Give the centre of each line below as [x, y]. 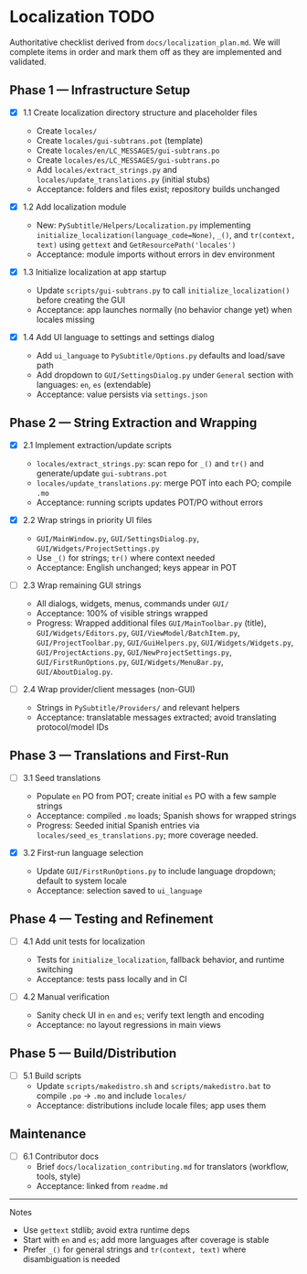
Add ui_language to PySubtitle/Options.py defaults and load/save [161, 355]
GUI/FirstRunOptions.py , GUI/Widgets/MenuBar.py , [130, 662]
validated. [28, 61]
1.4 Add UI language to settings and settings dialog [118, 337]
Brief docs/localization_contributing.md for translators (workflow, [163, 1166]
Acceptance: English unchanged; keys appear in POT [137, 567]
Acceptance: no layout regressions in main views [128, 1024]
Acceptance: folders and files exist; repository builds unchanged [158, 188]
